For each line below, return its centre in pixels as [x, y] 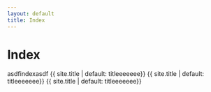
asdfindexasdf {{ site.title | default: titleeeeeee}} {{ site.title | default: [106, 74]
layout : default [31, 14]
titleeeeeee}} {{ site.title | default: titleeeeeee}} [74, 82]
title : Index [26, 20]
